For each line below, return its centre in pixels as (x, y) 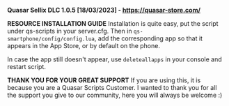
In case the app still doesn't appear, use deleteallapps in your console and (114, 59)
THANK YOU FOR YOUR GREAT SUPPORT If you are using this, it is (104, 80)
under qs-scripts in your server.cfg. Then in (70, 31)
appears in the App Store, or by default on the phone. (84, 46)
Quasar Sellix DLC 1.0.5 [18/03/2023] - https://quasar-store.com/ (104, 10)
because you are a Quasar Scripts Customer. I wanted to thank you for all (112, 88)
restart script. (27, 67)
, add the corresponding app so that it (149, 38)
